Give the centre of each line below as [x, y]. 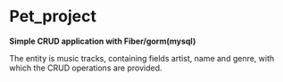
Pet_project [53, 16]
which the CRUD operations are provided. [86, 68]
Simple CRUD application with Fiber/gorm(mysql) [103, 41]
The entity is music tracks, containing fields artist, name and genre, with [142, 58]
